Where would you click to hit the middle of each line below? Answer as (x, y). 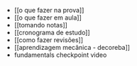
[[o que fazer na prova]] (49, 10)
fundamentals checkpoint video (60, 55)
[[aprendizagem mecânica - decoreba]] (72, 47)
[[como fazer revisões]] (49, 40)
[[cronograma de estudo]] (52, 32)
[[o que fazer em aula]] (48, 18)
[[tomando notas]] (40, 25)
